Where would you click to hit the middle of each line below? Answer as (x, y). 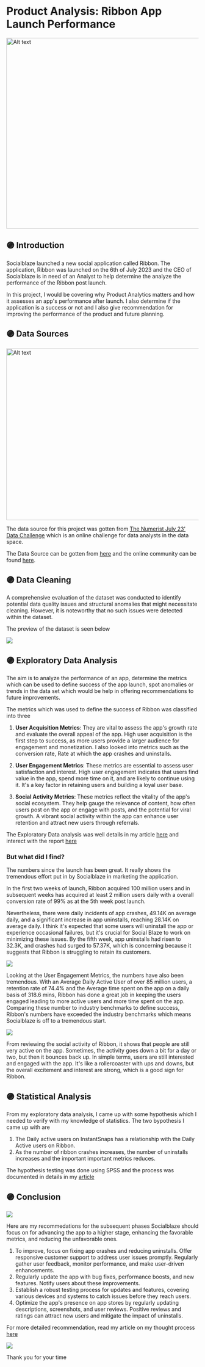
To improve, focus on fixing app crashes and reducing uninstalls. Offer (103, 1251)
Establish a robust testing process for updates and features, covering (102, 1290)
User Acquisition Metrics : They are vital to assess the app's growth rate (106, 728)
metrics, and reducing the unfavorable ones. (62, 1239)
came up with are (28, 1127)
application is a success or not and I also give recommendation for (90, 307)
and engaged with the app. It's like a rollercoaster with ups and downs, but (100, 1064)
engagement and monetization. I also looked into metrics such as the (102, 747)
